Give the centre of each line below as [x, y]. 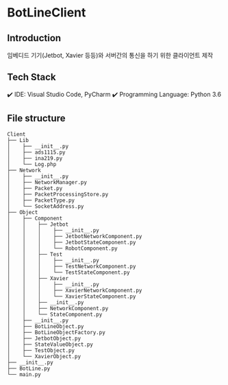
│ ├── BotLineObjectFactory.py [56, 332]
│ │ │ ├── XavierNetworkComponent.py [75, 290]
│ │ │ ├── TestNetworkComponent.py [72, 266]
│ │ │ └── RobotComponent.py [62, 248]
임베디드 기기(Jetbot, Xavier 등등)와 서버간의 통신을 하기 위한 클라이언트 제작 [110, 55]
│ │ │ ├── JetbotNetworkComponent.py [75, 236]
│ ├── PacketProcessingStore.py [58, 194]
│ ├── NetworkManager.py [47, 182]
